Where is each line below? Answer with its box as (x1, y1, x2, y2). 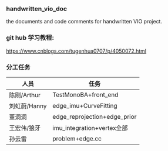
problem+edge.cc (52, 134, 102, 142)
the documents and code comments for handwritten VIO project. (6, 18, 163, 25)
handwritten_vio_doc (6, 5, 68, 13)
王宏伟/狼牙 (9, 123, 41, 132)
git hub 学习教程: (6, 34, 55, 42)
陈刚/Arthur (9, 91, 41, 99)
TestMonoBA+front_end (52, 90, 119, 98)
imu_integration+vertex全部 (52, 123, 128, 132)
